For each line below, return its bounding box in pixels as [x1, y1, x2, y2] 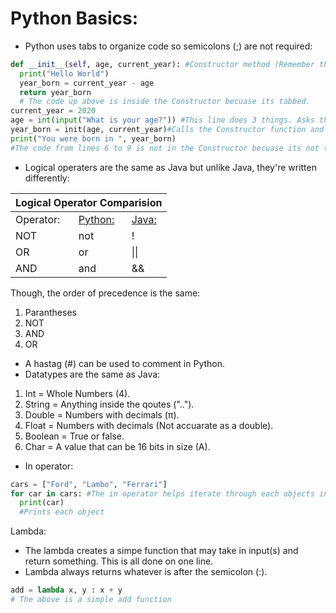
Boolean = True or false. [24, 430, 125, 442]
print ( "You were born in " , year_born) [10, 133, 177, 144]
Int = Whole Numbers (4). [24, 387, 131, 399]
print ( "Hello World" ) [19, 68, 110, 79]
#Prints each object [19, 507, 105, 517]
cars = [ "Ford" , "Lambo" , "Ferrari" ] [10, 479, 168, 489]
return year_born [19, 87, 92, 97]
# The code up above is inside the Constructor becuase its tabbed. [19, 97, 311, 107]
